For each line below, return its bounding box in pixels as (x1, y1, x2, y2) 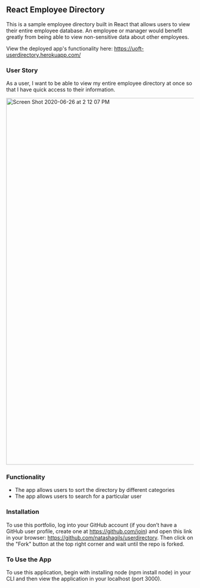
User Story (6, 66, 38, 74)
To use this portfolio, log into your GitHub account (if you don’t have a (6, 521, 177, 528)
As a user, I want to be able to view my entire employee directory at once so (6, 80, 192, 87)
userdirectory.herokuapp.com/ (6, 51, 82, 59)
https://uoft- (114, 45, 144, 52)
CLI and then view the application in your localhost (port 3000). (6, 575, 162, 582)
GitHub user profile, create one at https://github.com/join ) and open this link (6, 528, 192, 535)
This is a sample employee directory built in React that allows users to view (6, 20, 190, 27)
